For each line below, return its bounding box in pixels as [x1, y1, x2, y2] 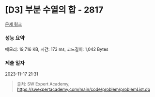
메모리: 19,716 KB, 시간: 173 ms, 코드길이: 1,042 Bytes [5, 46, 109, 52]
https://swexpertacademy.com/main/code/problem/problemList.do [16, 86, 151, 92]
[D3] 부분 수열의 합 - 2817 [5, 4, 104, 15]
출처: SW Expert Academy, [16, 81, 70, 87]
